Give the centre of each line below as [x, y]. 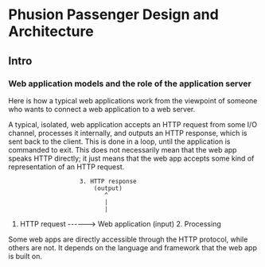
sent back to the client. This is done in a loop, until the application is [119, 141]
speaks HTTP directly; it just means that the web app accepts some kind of [131, 158]
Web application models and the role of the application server [130, 83]
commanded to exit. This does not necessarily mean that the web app [123, 149]
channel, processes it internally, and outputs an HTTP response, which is [128, 133]
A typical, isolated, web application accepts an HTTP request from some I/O [132, 124]
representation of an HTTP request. [66, 166]
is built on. [25, 256]
